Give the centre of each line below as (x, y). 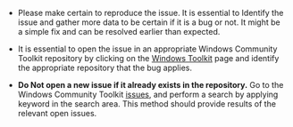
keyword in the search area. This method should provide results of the (147, 104)
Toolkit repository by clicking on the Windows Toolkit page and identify (148, 58)
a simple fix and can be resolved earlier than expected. (119, 32)
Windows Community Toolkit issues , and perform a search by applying (148, 94)
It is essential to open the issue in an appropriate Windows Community (147, 49)
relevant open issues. (57, 113)
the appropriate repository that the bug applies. (105, 67)
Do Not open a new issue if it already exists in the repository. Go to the (151, 85)
